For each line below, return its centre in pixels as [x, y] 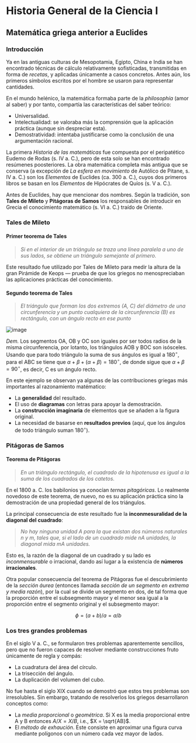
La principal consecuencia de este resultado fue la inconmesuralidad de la [97, 514]
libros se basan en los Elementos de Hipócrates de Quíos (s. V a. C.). [89, 183]
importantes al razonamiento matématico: [56, 387]
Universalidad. [32, 116]
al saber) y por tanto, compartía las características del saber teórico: [89, 104]
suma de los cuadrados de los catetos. [68, 478]
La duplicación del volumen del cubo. [60, 680]
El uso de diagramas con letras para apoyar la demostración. [88, 404]
